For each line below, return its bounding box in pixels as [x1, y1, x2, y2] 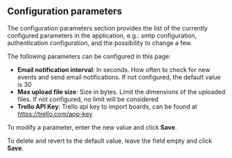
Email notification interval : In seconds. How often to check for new [17, 65, 211, 73]
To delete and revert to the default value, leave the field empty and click [7, 137, 213, 145]
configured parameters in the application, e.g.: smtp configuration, [7, 31, 197, 39]
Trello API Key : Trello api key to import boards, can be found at [17, 102, 197, 110]
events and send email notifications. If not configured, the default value [17, 73, 221, 81]
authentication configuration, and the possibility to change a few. [7, 38, 193, 47]
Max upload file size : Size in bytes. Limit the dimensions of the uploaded [17, 87, 226, 96]
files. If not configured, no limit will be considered [17, 95, 159, 103]
